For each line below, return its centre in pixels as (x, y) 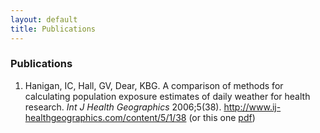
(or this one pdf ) (222, 117)
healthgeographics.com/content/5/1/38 (105, 117)
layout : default (44, 19)
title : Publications (53, 29)
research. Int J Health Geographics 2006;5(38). (123, 107)
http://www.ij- (252, 107)
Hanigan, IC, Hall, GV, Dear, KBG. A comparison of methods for (154, 85)
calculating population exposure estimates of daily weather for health (167, 96)
